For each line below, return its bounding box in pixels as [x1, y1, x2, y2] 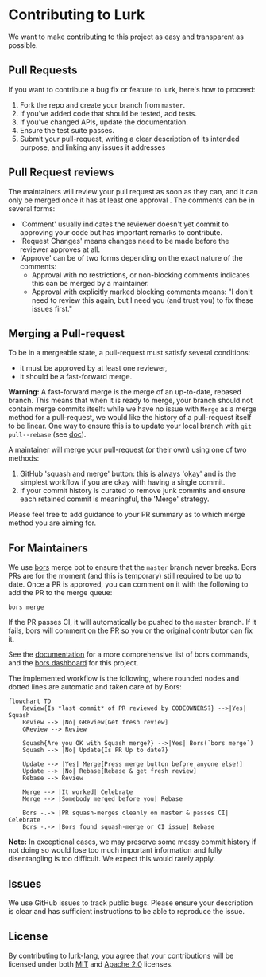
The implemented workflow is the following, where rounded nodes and [8, 673, 240, 683]
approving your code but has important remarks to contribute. [19, 227, 222, 237]
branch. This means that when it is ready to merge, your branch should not [8, 396, 253, 406]
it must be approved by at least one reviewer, [19, 363, 168, 373]
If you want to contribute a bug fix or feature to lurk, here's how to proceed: [8, 84, 256, 94]
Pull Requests [8, 64, 78, 77]
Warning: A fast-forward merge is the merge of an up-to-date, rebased [8, 387, 242, 397]
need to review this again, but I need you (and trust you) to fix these [31, 295, 254, 304]
